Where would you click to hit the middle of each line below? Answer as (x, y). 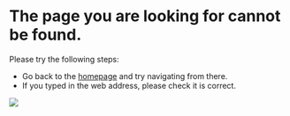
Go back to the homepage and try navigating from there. (125, 76)
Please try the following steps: (64, 59)
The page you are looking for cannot (145, 16)
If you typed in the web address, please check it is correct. (129, 85)
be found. (46, 35)
